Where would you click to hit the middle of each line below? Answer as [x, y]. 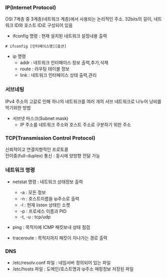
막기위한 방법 [18, 107]
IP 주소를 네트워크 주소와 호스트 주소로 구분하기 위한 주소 [75, 124]
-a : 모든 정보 [33, 193]
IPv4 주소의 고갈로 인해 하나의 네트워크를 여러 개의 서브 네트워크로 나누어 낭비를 [83, 101]
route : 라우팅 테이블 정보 [45, 69]
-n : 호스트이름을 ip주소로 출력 [49, 199]
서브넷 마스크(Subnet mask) [40, 118]
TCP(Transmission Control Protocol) [50, 138]
